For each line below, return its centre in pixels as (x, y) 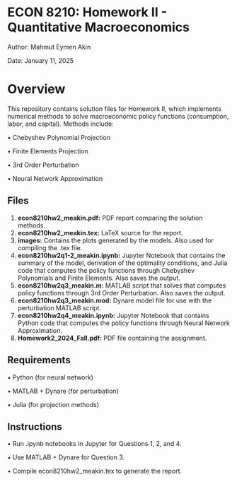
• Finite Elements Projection (48, 151)
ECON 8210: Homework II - (87, 12)
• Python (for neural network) (51, 377)
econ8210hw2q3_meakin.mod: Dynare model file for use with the (115, 300)
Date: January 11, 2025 (41, 60)
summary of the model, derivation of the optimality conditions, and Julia (122, 263)
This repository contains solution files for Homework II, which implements (114, 108)
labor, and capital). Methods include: (61, 124)
